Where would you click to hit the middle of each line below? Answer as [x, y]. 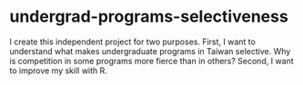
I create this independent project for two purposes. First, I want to [133, 42]
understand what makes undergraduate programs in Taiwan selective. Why [150, 51]
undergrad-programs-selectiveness [149, 17]
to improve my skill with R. [58, 71]
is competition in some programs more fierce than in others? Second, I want [151, 61]
